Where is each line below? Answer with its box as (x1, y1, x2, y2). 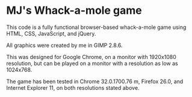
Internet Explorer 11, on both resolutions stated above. (6, 84, 140, 91)
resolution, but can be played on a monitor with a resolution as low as (6, 60, 179, 67)
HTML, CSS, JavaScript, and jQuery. (6, 30, 96, 37)
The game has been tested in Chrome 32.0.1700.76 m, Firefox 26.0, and (6, 78, 184, 85)
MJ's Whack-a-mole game (6, 4, 143, 17)
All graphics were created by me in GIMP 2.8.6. (6, 42, 123, 49)
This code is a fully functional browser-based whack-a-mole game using (6, 23, 187, 31)
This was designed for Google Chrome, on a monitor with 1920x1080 (6, 53, 176, 60)
